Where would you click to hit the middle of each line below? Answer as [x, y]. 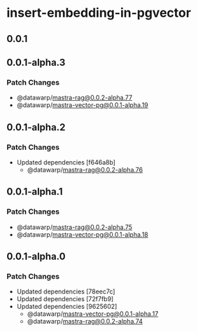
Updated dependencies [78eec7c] [66, 291]
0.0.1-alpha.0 [36, 257]
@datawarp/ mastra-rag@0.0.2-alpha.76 [85, 170]
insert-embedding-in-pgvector [99, 13]
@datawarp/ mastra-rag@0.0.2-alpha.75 [75, 227]
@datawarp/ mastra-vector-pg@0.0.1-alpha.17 [93, 314]
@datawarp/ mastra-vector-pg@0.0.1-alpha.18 [82, 234]
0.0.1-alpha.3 [36, 62]
